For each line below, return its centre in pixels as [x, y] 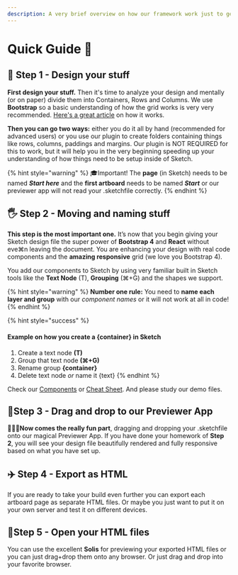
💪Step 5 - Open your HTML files [79, 532]
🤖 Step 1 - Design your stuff [69, 75]
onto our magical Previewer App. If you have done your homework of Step [116, 436]
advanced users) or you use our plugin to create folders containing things [115, 136]
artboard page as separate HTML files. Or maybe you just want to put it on [116, 502]
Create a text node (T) [50, 352]
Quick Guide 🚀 [50, 49]
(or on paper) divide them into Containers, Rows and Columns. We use [110, 99]
